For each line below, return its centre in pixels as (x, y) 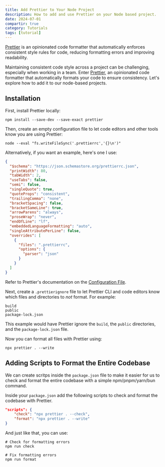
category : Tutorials (27, 28)
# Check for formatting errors (38, 442)
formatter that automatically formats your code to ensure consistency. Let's (82, 78)
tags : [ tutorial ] (23, 33)
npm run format (21, 460)
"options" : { (32, 249)
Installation (23, 99)
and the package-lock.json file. (37, 329)
